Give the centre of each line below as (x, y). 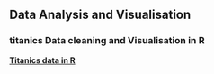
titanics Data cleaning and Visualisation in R (107, 41)
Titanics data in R (42, 60)
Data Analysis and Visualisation (100, 15)
